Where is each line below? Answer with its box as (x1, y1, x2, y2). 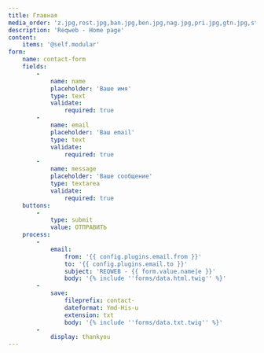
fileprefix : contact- (64, 296, 135, 304)
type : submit (49, 216, 93, 224)
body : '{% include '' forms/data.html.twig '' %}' (64, 274, 226, 283)
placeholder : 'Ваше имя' (49, 84, 132, 93)
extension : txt (64, 311, 114, 319)
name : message (49, 165, 97, 173)
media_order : (8, 19, 51, 27)
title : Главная (8, 11, 58, 20)
